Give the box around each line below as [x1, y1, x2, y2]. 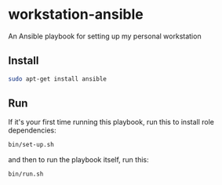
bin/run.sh [8, 170, 44, 178]
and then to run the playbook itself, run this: [8, 155, 149, 165]
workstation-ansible [8, 5, 144, 24]
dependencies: [8, 125, 56, 135]
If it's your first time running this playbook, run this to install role [8, 118, 214, 127]
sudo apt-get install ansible [8, 74, 107, 83]
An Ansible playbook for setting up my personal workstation [8, 31, 202, 41]
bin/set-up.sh [8, 141, 55, 149]
